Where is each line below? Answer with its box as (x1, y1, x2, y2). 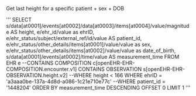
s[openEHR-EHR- (143, 66, 185, 72)
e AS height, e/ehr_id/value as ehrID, (6, 29, 95, 35)
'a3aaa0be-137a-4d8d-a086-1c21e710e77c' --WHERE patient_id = (6, 78, 166, 85)
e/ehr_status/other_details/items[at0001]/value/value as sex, (6, 41, 152, 48)
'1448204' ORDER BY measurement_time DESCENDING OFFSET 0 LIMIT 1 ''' (6, 84, 191, 91)
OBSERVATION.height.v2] (6, 72, 68, 79)
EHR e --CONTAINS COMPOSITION (6, 59, 92, 66)
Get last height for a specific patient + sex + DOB (6, 5, 125, 12)
